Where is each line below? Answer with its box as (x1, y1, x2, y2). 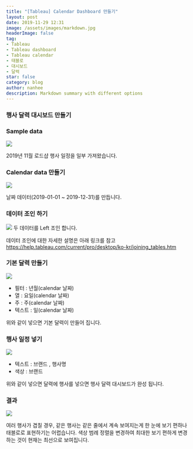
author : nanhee (6, 85, 43, 91)
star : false (6, 74, 35, 80)
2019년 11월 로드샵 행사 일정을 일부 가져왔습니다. (6, 152, 117, 159)
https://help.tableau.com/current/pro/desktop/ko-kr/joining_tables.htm (6, 243, 177, 250)
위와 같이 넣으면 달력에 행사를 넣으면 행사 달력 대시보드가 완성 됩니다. (6, 380, 164, 387)
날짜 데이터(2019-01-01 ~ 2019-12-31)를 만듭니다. (6, 194, 122, 201)
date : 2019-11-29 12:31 (6, 19, 65, 25)
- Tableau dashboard (6, 47, 57, 53)
